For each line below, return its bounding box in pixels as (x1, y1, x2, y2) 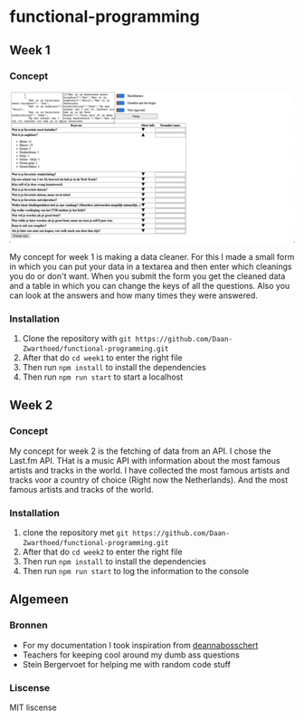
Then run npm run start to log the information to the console (22, 565, 250, 576)
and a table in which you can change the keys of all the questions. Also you (9, 280, 290, 291)
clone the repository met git (22, 527, 129, 538)
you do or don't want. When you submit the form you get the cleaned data (9, 270, 286, 282)
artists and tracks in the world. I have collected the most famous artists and (9, 465, 290, 475)
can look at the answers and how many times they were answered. (9, 290, 258, 301)
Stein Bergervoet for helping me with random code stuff (22, 658, 231, 669)
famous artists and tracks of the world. (9, 484, 154, 494)
